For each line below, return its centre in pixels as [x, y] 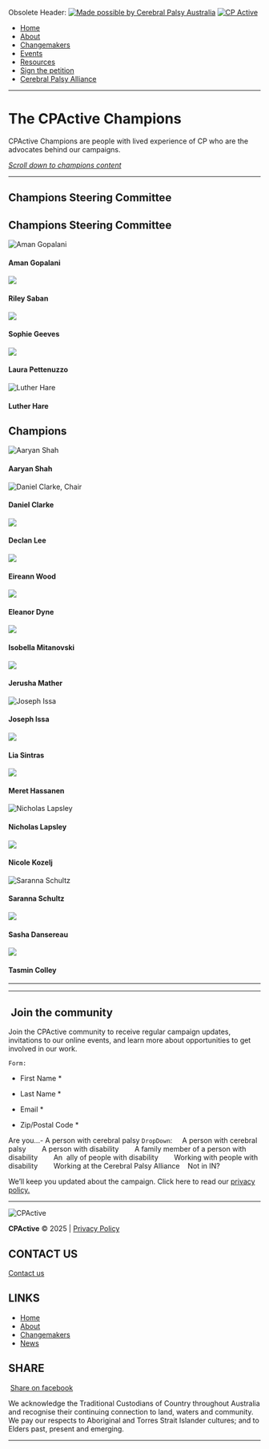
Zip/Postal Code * [49, 1125]
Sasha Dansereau [38, 934]
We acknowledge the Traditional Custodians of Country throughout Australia [134, 1403]
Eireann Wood [32, 576]
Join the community [62, 1013]
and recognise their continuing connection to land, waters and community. [131, 1411]
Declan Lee [27, 540]
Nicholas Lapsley [38, 826]
